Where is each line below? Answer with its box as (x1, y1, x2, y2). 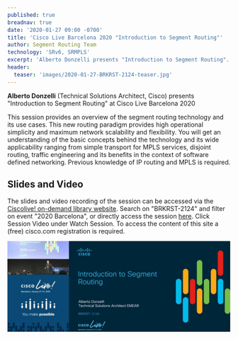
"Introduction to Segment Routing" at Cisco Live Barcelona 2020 (7, 99, 196, 108)
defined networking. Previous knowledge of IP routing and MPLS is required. (7, 158, 231, 166)
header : (7, 64, 30, 71)
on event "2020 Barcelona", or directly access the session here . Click (7, 212, 210, 221)
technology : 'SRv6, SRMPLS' (7, 49, 91, 56)
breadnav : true (7, 18, 52, 26)
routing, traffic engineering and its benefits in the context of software (7, 150, 209, 159)
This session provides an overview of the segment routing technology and (7, 113, 225, 121)
